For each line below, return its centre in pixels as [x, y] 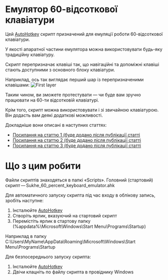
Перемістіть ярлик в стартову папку [51, 221]
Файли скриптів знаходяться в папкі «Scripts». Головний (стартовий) [79, 180]
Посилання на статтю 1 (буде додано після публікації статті [76, 134]
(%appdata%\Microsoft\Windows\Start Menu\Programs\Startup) [79, 226]
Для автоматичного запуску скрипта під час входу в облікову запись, [80, 195]
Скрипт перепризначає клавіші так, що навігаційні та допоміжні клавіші [82, 64]
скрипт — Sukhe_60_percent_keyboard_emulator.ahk [60, 185]
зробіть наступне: [24, 200]
